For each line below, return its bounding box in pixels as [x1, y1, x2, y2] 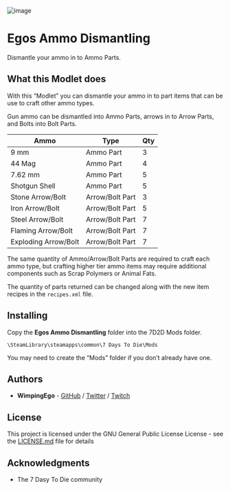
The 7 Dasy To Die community [16, 476, 103, 483]
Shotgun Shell [10, 181, 56, 191]
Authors [7, 373, 43, 385]
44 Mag [10, 158, 36, 168]
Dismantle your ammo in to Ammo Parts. [7, 53, 122, 61]
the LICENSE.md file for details [7, 437, 94, 445]
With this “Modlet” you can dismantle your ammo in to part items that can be [7, 92, 223, 100]
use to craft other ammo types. [7, 98, 95, 107]
